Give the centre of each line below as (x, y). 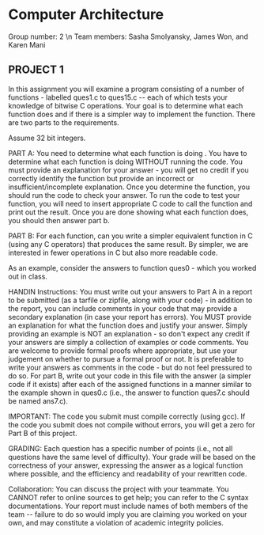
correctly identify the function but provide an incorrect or (101, 178)
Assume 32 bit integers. (47, 138)
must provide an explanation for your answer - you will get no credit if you (128, 170)
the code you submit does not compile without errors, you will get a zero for (132, 424)
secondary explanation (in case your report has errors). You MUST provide (130, 317)
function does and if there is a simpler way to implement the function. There (132, 114)
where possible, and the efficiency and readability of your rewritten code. (128, 473)
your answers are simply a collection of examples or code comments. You (128, 342)
